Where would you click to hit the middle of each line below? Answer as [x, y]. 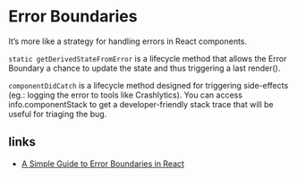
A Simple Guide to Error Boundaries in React [103, 164]
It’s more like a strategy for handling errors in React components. [128, 41]
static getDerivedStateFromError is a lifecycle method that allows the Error [148, 58]
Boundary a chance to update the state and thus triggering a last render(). [144, 68]
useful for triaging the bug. [58, 114]
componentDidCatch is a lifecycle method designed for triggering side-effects [148, 85]
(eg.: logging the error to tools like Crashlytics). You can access [126, 95]
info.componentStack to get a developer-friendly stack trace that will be [141, 104]
